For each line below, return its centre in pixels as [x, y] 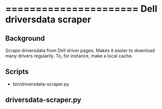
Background [25, 38]
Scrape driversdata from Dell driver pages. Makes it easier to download [80, 50]
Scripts [17, 72]
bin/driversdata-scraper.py [41, 84]
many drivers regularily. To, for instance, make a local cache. [69, 56]
